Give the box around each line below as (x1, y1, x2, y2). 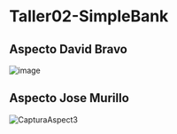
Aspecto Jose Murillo (9, 91, 130, 106)
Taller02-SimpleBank (9, 6, 169, 27)
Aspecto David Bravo (9, 42, 128, 57)
